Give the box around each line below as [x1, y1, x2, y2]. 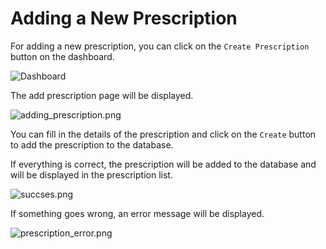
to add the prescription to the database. [10, 138, 174, 151]
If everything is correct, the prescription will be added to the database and [10, 158, 317, 170]
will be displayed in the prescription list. [10, 168, 173, 181]
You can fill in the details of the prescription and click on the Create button [10, 128, 317, 140]
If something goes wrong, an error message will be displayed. [10, 207, 265, 219]
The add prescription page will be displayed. [10, 89, 194, 101]
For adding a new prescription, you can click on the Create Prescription [10, 40, 310, 52]
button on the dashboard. [10, 50, 115, 62]
